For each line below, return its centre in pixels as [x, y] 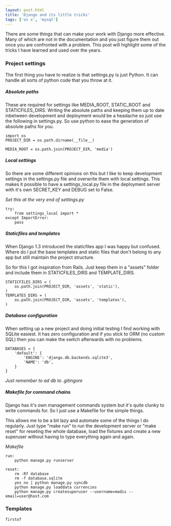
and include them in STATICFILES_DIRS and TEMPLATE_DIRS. [70, 272]
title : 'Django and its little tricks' [48, 15]
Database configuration [31, 316]
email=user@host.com [27, 496]
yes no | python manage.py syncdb [51, 483]
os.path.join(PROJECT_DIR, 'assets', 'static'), [67, 286]
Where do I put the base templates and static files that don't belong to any [83, 252]
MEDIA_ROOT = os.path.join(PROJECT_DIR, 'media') [59, 149]
